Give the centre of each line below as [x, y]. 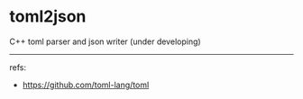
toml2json [48, 17]
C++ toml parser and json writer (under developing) [105, 41]
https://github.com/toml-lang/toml [86, 85]
